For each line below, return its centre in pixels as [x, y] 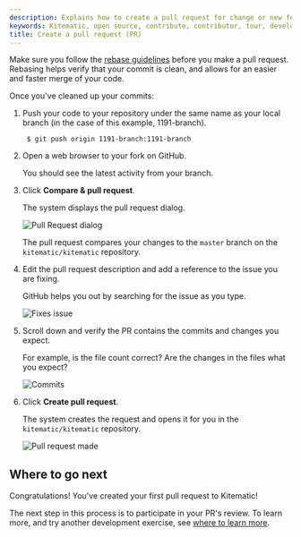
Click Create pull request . [70, 402]
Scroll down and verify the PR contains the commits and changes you [150, 331]
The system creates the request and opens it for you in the [130, 419]
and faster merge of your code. [67, 79]
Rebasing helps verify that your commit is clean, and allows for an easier [143, 69]
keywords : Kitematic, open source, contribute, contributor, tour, [138, 26]
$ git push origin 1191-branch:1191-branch [109, 140]
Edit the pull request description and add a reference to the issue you [150, 269]
